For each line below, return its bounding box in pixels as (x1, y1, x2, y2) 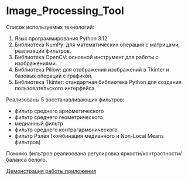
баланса (6, 156, 28, 163)
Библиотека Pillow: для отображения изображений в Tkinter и (14, 66, 170, 73)
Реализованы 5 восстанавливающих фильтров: (6, 96, 125, 103)
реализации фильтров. (14, 47, 71, 54)
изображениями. (14, 60, 57, 67)
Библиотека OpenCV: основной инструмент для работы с (14, 53, 159, 60)
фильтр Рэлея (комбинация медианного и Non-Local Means (14, 132, 164, 139)
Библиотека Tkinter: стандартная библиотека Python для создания (14, 78, 182, 86)
